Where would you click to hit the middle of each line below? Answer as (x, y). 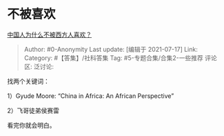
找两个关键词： (28, 81)
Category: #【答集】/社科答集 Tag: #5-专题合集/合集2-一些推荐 (113, 58)
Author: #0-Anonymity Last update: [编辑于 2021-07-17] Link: (111, 49)
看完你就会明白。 (31, 125)
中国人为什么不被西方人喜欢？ (49, 35)
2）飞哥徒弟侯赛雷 (33, 110)
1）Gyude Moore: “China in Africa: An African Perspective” (91, 96)
